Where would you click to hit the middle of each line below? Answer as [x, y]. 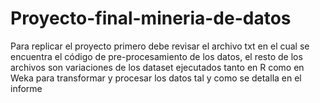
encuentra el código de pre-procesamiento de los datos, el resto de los [156, 56]
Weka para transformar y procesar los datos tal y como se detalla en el [156, 78]
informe [26, 88]
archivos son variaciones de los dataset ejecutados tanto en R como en [157, 67]
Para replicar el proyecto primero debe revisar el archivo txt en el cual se [160, 46]
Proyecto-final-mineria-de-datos [151, 18]
